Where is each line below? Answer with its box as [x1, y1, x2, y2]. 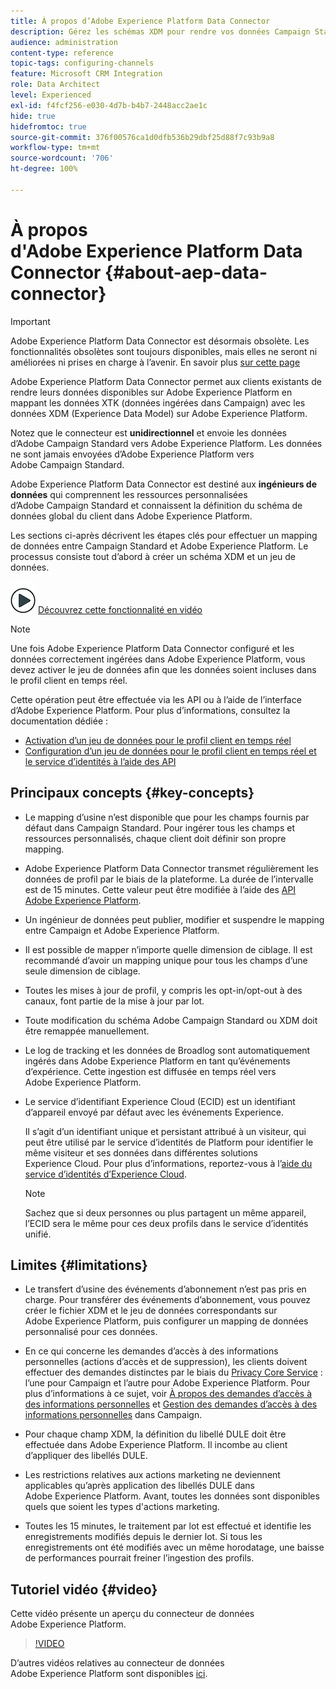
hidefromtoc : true [10, 121, 87, 132]
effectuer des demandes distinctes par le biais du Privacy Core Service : [24, 1366, 323, 1379]
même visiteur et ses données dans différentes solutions [24, 1146, 258, 1159]
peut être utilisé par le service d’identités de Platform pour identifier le [24, 1136, 314, 1148]
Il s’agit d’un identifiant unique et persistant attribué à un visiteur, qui [24, 1125, 307, 1137]
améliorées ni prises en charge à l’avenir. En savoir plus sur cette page [10, 356, 301, 368]
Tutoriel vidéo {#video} [10, 1581, 158, 1598]
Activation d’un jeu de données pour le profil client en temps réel [24, 734, 292, 746]
